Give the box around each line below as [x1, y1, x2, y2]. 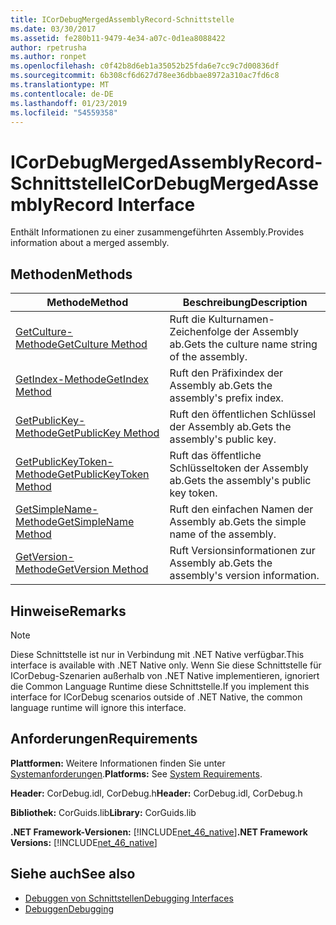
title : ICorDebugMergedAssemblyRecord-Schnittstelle [10, 14, 235, 25]
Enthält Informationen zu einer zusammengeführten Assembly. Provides [10, 226, 305, 238]
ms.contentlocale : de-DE [10, 89, 114, 99]
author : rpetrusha [10, 42, 87, 53]
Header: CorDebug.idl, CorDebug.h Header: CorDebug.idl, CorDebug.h [10, 787, 303, 799]
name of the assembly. [169, 527, 277, 541]
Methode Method [46, 296, 129, 310]
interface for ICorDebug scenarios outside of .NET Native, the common [10, 691, 303, 703]
